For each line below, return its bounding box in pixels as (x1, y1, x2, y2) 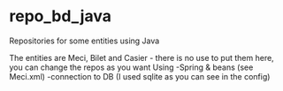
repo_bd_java (9, 6, 112, 27)
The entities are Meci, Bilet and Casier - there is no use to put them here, (9, 52, 274, 63)
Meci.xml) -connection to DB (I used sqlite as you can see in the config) (9, 71, 271, 81)
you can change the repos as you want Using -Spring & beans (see (9, 62, 254, 72)
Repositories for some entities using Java (9, 35, 160, 46)
